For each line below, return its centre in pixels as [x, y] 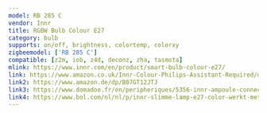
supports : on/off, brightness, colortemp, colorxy [94, 45]
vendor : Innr [30, 23]
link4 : [19, 97]
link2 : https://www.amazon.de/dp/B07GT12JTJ [83, 82]
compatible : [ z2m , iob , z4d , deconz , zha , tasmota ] [95, 60]
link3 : [19, 90]
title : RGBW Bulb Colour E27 [56, 30]
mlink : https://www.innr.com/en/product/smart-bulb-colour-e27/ [117, 68]
